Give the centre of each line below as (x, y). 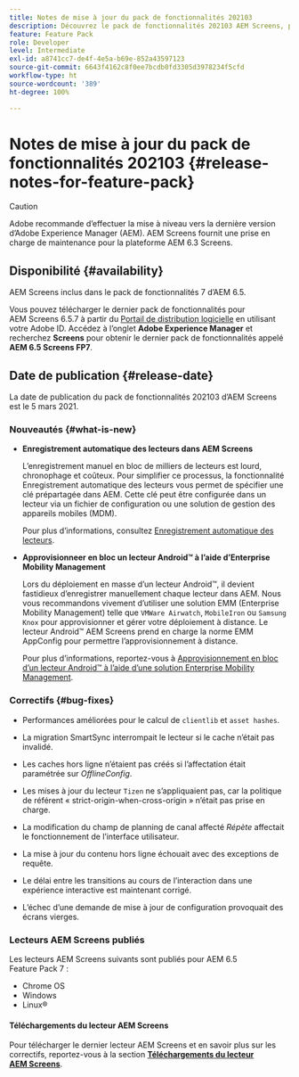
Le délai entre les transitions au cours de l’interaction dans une (137, 880)
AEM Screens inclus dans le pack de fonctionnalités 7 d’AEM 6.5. (128, 292)
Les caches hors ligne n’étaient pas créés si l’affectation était (134, 764)
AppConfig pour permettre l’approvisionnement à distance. (130, 641)
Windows (39, 995)
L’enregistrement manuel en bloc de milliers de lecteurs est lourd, (142, 466)
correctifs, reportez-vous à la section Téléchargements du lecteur (132, 1055)
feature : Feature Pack (51, 34)
